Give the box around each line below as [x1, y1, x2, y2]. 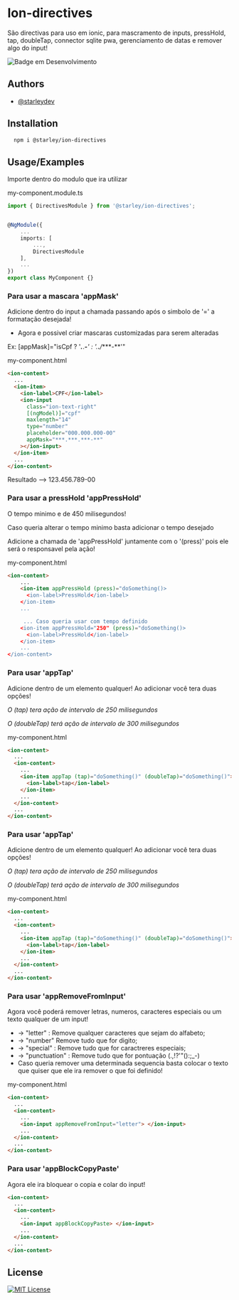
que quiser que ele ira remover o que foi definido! [17, 1067, 164, 1075]
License [7, 1266, 43, 1278]
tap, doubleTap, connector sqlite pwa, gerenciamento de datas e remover [7, 36, 223, 44]
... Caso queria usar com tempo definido [23, 617, 148, 625]
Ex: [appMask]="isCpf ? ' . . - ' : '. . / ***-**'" [7, 343, 126, 351]
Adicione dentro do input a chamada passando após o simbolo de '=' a [7, 307, 215, 316]
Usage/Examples [7, 156, 85, 168]
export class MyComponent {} [7, 275, 94, 282]
